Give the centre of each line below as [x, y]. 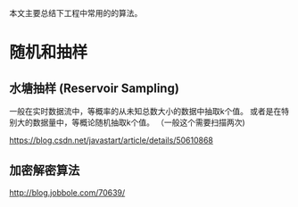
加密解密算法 [45, 171]
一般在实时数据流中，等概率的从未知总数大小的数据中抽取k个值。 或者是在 [145, 111]
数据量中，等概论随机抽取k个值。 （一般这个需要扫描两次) [139, 122]
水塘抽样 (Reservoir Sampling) [95, 88]
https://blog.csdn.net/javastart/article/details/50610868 [112, 140]
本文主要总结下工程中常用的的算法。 [76, 13]
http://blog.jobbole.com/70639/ [67, 192]
